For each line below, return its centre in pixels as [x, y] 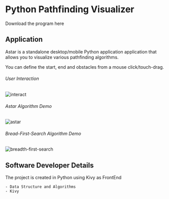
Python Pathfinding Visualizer [70, 9]
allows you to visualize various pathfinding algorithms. [62, 57]
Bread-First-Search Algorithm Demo [43, 133]
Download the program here [35, 23]
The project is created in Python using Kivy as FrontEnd [63, 178]
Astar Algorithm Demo [29, 106]
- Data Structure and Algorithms [41, 187]
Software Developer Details [49, 165]
